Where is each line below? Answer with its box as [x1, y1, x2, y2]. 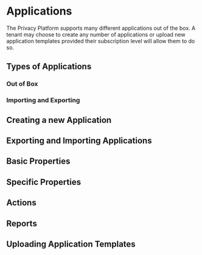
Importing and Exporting [6, 96, 80, 105]
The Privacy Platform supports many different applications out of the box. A [6, 24, 196, 32]
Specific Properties [6, 176, 81, 187]
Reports [6, 218, 38, 229]
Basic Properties [6, 156, 71, 167]
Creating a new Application [6, 114, 112, 125]
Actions [6, 198, 37, 208]
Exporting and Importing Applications [6, 135, 152, 145]
